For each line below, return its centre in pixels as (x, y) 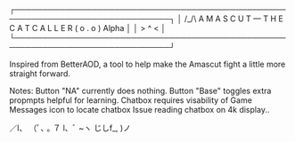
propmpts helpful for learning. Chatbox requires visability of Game (131, 100)
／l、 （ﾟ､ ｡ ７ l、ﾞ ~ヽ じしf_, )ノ (70, 128)
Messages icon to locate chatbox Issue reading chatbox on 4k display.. (139, 110)
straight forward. (40, 74)
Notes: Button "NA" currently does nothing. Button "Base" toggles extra (140, 91)
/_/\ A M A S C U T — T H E (234, 19)
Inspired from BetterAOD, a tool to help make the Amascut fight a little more (147, 64)
